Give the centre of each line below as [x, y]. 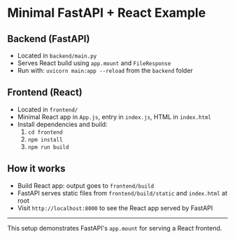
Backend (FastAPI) [49, 39]
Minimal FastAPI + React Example [107, 13]
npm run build [48, 147]
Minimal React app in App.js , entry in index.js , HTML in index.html [114, 116]
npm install [45, 139]
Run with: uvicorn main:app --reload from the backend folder [105, 70]
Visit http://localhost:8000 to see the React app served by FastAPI [115, 207]
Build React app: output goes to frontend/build [86, 185]
